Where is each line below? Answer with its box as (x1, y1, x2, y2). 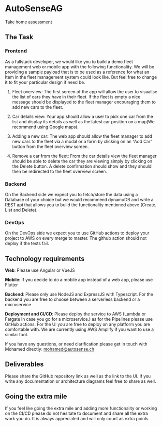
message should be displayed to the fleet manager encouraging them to (12, 99, 156, 105)
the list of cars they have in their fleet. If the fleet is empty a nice (12, 94, 141, 99)
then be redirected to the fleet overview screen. (12, 168, 107, 174)
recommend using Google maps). (12, 124, 79, 130)
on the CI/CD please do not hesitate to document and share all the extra (5, 410, 148, 416)
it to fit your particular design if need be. (5, 79, 86, 85)
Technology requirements (5, 254, 85, 262)
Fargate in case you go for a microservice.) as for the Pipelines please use (5, 316, 153, 322)
